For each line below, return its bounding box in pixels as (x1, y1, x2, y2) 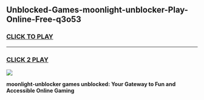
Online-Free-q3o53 (6, 15, 82, 25)
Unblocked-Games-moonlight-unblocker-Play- (6, 5, 188, 15)
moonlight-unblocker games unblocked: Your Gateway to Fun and (6, 80, 176, 87)
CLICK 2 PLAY (6, 55, 49, 64)
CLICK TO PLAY (6, 33, 53, 41)
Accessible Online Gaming (6, 87, 75, 94)
